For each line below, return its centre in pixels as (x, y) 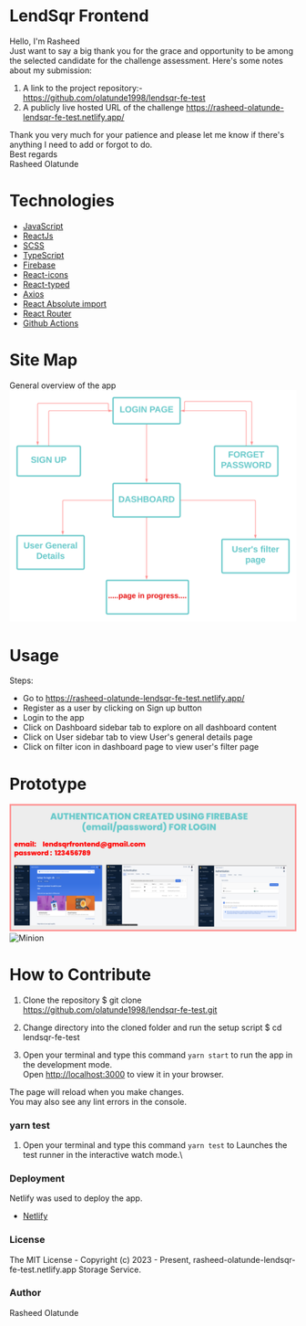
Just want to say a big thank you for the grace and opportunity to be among (152, 50)
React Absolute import (65, 303)
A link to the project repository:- (82, 88)
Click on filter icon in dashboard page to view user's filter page (141, 747)
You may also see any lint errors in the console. (98, 1101)
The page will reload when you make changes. (97, 1091)
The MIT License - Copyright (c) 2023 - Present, (100, 1259)
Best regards (33, 154)
